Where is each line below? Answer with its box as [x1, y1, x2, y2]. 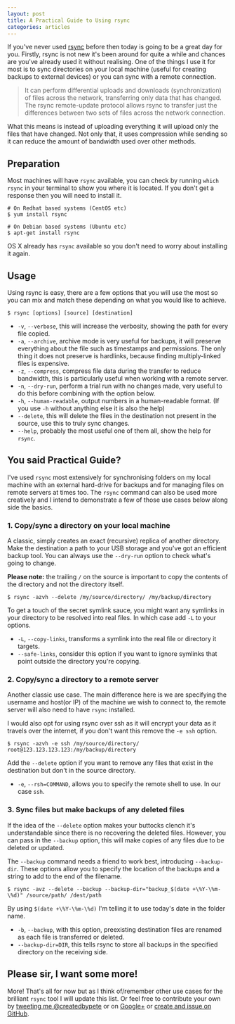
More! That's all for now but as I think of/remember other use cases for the [7, 987, 223, 995]
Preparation [7, 158, 60, 170]
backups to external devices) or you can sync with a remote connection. [7, 72, 216, 81]
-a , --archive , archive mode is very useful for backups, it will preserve [17, 337, 222, 345]
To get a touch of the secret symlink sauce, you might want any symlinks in [7, 606, 224, 614]
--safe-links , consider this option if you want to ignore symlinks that [17, 650, 217, 658]
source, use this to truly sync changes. [17, 419, 130, 427]
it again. [7, 249, 30, 258]
